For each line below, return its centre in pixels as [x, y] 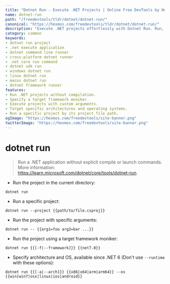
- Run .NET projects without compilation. [51, 95]
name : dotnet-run [24, 15]
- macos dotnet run [26, 80]
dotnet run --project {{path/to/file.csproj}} [55, 211]
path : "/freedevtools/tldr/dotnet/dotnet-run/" [56, 19]
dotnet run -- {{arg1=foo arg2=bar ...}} [50, 229]
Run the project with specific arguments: [55, 220]
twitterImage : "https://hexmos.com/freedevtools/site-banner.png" [77, 123]
